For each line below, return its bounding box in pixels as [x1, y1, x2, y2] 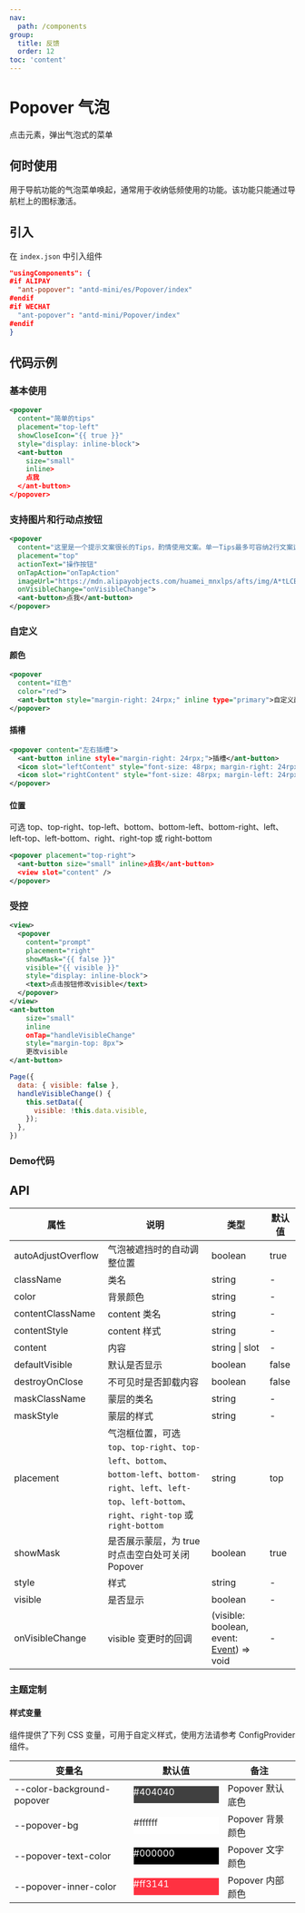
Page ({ [9, 1072, 34, 1081]
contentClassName [14, 1307, 96, 1319]
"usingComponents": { [9, 269, 92, 278]
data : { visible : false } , [17, 1080, 120, 1090]
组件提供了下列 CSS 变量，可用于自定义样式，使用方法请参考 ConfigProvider [9, 1729, 296, 1740]
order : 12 [17, 47, 54, 56]
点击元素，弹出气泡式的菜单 [9, 129, 113, 140]
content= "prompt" [25, 937, 92, 947]
